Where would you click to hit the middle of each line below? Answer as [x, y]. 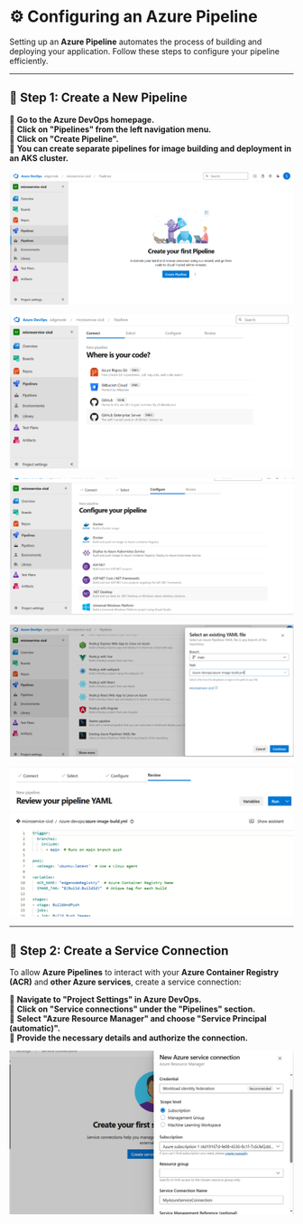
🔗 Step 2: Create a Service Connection [119, 951]
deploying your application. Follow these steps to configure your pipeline [144, 51]
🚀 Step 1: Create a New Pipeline [98, 98]
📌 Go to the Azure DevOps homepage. [82, 119]
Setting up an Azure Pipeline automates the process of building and [136, 42]
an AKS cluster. [39, 158]
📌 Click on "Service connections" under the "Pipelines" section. [133, 1009]
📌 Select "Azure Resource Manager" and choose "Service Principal [138, 1019]
